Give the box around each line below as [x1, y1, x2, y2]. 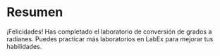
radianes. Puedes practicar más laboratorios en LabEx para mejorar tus [6, 34, 214, 43]
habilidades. [6, 42, 42, 50]
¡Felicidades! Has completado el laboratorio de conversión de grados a [6, 27, 212, 36]
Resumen [6, 4, 63, 20]
